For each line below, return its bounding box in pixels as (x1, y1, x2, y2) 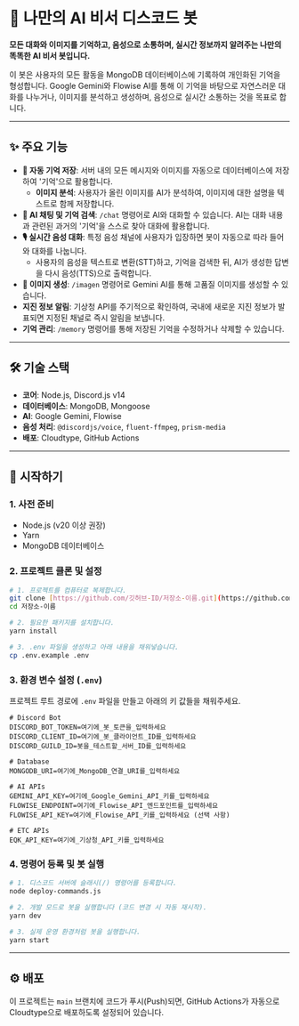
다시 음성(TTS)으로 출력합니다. (44, 268, 152, 279)
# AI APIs (9, 782, 46, 791)
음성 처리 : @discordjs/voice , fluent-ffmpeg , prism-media (21, 421, 226, 432)
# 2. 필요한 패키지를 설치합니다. (9, 618, 115, 627)
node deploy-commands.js (9, 887, 101, 896)
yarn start (9, 935, 50, 944)
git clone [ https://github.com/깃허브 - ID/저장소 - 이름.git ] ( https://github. (9, 594, 282, 603)
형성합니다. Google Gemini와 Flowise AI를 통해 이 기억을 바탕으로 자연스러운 (9, 80, 277, 91)
